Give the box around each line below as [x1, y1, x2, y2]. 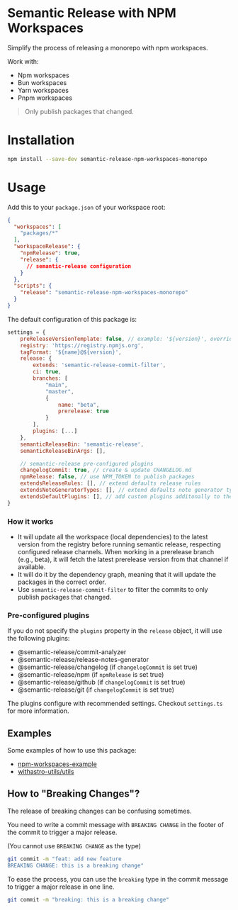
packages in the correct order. [17, 578, 106, 586]
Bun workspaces [17, 78, 67, 86]
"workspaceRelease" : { [13, 243, 81, 250]
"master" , [45, 388, 74, 395]
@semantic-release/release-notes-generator [17, 656, 149, 664]
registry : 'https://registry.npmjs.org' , [20, 342, 144, 349]
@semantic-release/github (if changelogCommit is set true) [17, 678, 186, 687]
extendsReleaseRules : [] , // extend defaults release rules [20, 480, 201, 487]
